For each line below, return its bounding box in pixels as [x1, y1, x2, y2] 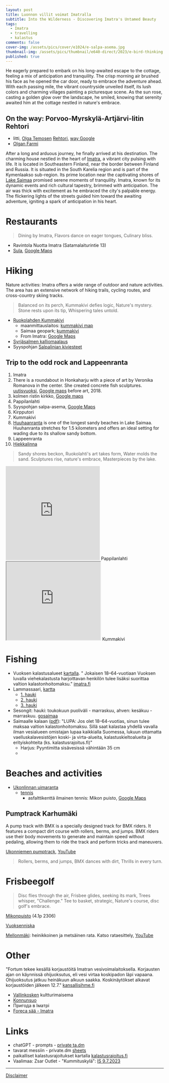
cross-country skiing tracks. [6, 292, 64, 298]
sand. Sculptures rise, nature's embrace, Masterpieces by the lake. [18, 456, 157, 462]
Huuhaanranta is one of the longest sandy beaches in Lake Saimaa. [13, 419, 152, 425]
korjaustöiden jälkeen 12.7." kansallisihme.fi [6, 982, 95, 988]
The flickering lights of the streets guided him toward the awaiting [6, 193, 142, 199]
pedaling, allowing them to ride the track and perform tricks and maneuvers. [6, 839, 163, 845]
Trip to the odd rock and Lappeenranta [6, 358, 128, 367]
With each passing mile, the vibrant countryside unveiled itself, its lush [6, 84, 151, 90]
